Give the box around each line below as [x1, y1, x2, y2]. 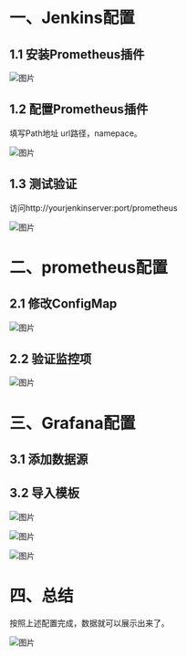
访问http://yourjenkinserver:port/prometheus [9, 202, 178, 213]
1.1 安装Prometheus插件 [9, 47, 145, 62]
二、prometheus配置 [9, 256, 169, 277]
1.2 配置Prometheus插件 [9, 101, 149, 118]
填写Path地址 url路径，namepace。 [9, 128, 143, 139]
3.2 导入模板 [9, 485, 80, 501]
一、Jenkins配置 [9, 7, 135, 28]
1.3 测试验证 [9, 176, 78, 192]
